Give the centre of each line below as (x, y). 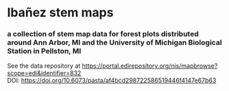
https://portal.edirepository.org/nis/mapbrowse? (150, 66)
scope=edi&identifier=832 (44, 73)
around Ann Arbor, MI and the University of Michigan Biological (114, 42)
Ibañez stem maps (60, 13)
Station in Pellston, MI (44, 51)
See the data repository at (44, 66)
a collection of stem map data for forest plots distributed (103, 34)
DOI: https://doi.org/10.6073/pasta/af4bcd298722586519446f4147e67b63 (112, 81)
